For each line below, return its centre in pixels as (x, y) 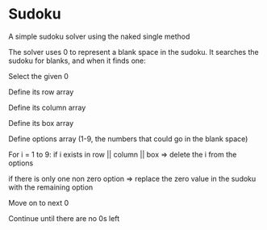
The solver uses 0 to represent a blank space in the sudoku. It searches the (134, 52)
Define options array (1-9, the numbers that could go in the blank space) (128, 139)
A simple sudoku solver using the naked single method (99, 36)
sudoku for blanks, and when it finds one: (77, 61)
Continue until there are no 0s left (64, 218)
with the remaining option (51, 187)
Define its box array (41, 123)
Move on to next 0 (39, 203)
